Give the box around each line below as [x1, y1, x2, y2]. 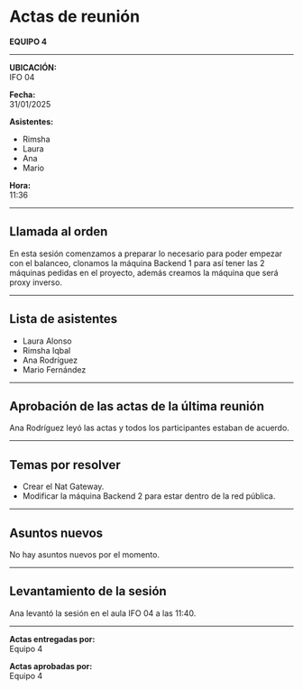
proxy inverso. [9, 277, 63, 288]
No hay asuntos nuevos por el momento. [9, 549, 161, 560]
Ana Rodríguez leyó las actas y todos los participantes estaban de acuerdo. [9, 422, 290, 434]
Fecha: [9, 88, 36, 100]
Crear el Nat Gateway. [22, 481, 105, 492]
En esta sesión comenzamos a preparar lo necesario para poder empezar [9, 248, 282, 259]
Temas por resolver [9, 457, 121, 473]
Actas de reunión [9, 6, 141, 27]
